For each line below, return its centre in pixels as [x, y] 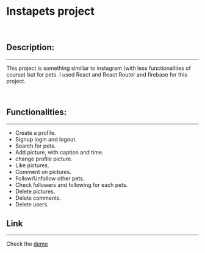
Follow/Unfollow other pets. [50, 178]
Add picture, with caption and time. [59, 152]
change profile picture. [44, 159]
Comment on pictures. [43, 172]
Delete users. [32, 204]
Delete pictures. [35, 191]
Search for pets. [35, 146]
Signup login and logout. [46, 139]
